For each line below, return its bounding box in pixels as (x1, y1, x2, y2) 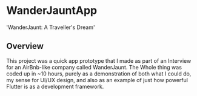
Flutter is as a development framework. (6, 83, 104, 90)
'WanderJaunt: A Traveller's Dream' (6, 24, 95, 31)
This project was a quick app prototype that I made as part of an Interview (6, 57, 192, 64)
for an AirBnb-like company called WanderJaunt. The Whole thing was (6, 63, 182, 71)
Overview (6, 41, 44, 51)
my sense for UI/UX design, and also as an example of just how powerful (6, 76, 188, 83)
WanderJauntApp (6, 4, 98, 18)
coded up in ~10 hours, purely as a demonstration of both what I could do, (6, 70, 192, 77)
